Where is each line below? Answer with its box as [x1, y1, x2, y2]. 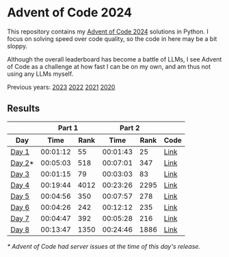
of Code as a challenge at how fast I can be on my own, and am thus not [7, 62, 211, 70]
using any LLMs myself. [7, 70, 74, 78]
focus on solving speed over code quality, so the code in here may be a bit [7, 34, 217, 42]
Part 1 [57, 123, 79, 133]
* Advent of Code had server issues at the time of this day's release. [7, 242, 200, 250]
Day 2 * [10, 158, 34, 167]
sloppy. [7, 42, 28, 50]
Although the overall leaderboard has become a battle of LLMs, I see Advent [7, 55, 222, 63]
